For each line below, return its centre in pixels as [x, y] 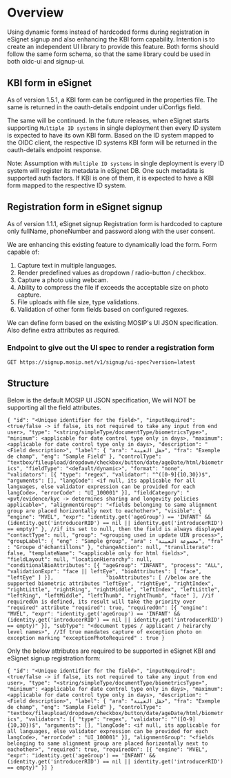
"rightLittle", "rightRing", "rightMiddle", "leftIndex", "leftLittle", [114, 589]
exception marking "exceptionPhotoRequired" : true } [86, 638]
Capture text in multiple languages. [67, 265]
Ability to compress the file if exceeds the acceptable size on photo [113, 287]
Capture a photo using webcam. [63, 280]
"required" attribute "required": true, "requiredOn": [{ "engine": [108, 608]
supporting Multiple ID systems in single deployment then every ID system [114, 128]
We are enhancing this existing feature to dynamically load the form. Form [112, 244]
